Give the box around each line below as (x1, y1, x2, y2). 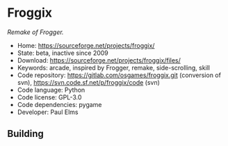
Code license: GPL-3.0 (17, 92, 82, 102)
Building (7, 128, 44, 140)
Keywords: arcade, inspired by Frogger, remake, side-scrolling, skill (17, 63, 211, 72)
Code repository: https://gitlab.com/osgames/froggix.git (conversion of (17, 71, 221, 79)
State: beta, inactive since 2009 (17, 49, 109, 57)
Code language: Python (17, 86, 85, 94)
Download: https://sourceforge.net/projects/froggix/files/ (17, 56, 181, 64)
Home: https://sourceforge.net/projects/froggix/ (17, 41, 155, 49)
